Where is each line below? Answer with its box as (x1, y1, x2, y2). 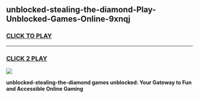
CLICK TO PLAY (6, 32, 52, 40)
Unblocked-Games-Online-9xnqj (6, 14, 131, 24)
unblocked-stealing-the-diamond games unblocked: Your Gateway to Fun (6, 78, 192, 86)
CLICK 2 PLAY (6, 54, 47, 62)
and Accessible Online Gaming (6, 85, 84, 92)
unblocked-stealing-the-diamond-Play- (6, 5, 156, 15)
